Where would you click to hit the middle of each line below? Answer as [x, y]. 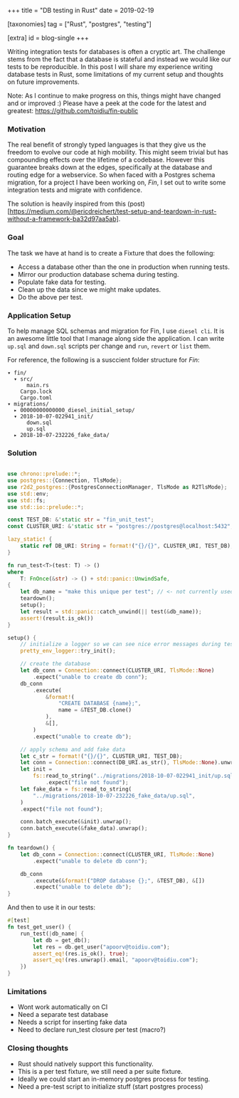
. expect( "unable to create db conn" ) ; [90, 677]
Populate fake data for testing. [62, 282]
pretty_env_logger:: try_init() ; [68, 651]
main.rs [38, 385]
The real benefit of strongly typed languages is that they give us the [107, 144]
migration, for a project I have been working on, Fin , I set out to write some [117, 183]
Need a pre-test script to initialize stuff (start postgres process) [111, 1086]
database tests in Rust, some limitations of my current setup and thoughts [116, 74]
